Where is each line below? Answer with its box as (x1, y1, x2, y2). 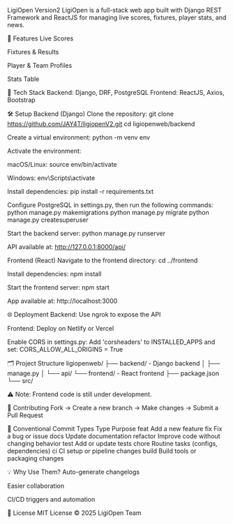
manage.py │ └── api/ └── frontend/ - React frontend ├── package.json (7, 369, 220, 377)
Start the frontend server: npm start (7, 283, 110, 292)
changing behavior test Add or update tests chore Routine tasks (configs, (7, 440, 218, 447)
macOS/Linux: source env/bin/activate (7, 160, 117, 168)
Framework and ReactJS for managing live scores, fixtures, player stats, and (7, 13, 227, 22)
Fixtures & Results (7, 48, 59, 56)
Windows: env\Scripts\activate (7, 174, 96, 182)
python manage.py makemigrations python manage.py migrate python (7, 209, 209, 216)
